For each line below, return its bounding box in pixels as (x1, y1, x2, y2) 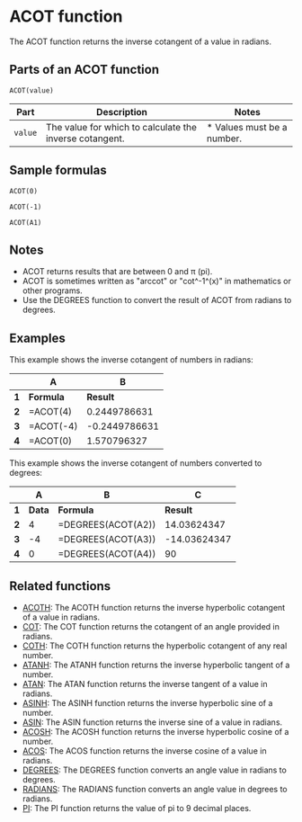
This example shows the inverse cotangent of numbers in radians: (9, 354, 253, 365)
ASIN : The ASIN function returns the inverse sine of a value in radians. (22, 717, 283, 728)
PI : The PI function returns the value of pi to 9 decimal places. (22, 803, 252, 813)
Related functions (9, 578, 111, 594)
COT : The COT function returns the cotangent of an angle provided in (22, 621, 280, 631)
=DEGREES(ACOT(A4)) (58, 548, 156, 560)
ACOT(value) (9, 85, 54, 95)
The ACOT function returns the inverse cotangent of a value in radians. (9, 36, 272, 47)
